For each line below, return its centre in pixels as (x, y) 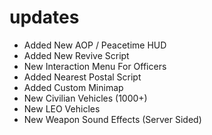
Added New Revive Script (76, 55)
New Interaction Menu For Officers (95, 66)
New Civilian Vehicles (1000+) (85, 98)
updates (44, 17)
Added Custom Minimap (73, 87)
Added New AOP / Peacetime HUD (95, 45)
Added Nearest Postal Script (82, 77)
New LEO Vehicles (62, 108)
